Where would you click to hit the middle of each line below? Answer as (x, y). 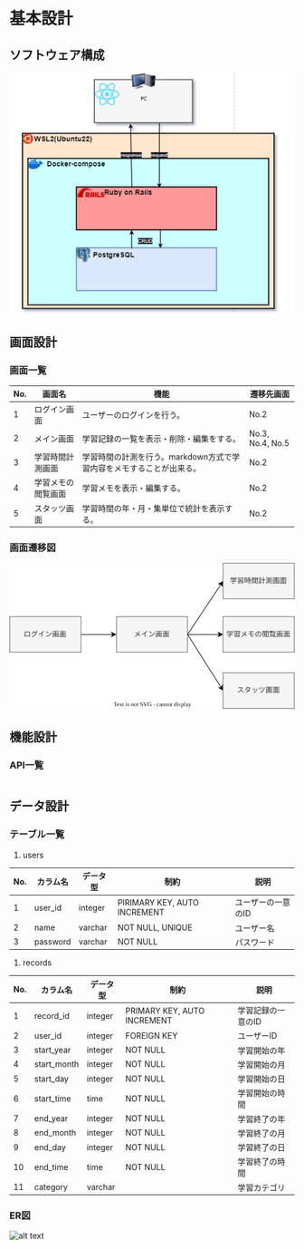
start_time (53, 1099)
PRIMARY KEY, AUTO (165, 1011)
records (37, 963)
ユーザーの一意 (263, 902)
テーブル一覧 (37, 835)
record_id (52, 1015)
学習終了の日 (261, 1147)
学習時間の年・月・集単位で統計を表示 (153, 508)
